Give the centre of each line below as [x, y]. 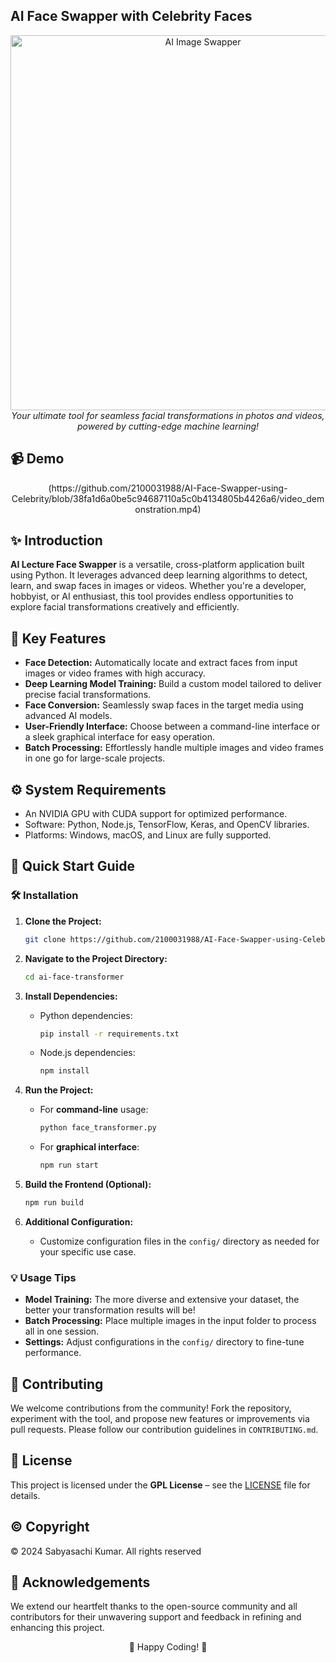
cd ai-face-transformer [74, 977]
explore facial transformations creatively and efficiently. [125, 607]
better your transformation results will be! [110, 1310]
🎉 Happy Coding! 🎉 [168, 1647]
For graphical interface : [89, 1147]
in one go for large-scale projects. [95, 758]
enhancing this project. [57, 1628]
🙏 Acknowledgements [80, 1582]
